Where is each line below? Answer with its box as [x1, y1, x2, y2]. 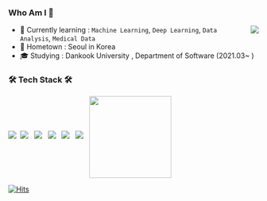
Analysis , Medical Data [19, 33, 95, 43]
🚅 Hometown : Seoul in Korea [19, 42, 116, 52]
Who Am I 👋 [8, 7, 54, 18]
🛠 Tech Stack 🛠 [8, 75, 73, 86]
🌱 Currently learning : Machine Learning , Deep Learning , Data [19, 25, 217, 35]
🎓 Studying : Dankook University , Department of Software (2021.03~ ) [19, 51, 254, 60]
